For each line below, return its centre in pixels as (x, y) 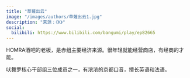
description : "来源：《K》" (36, 22)
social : (15, 27)
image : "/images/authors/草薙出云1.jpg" (54, 17)
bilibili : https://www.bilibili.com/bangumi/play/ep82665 (84, 33)
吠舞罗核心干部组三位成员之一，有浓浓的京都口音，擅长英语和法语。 (88, 69)
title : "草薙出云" (27, 11)
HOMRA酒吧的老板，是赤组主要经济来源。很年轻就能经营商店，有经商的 (93, 50)
